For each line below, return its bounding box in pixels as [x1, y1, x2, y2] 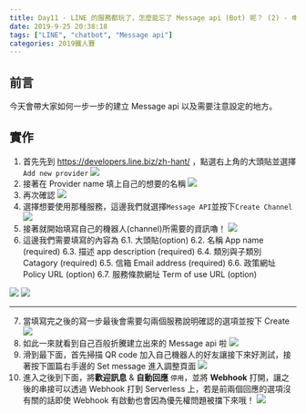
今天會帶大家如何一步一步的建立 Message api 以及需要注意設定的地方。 [9, 101, 278, 112]
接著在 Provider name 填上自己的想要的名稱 [22, 178, 187, 189]
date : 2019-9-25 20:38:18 [9, 22, 107, 31]
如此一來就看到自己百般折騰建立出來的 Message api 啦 [22, 337, 228, 348]
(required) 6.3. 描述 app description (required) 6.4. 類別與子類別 [22, 245, 262, 256]
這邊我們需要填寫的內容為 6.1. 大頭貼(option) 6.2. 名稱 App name [22, 234, 264, 245]
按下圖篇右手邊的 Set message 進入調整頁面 [30, 360, 197, 371]
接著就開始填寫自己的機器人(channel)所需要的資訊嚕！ [22, 223, 227, 233]
